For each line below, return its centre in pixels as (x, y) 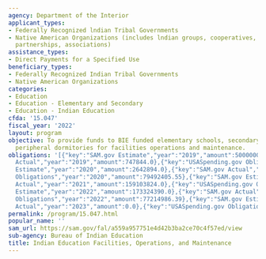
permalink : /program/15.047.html (63, 214)
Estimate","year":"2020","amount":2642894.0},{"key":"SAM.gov (120, 170)
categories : (28, 89)
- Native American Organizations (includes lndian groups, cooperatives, (133, 38)
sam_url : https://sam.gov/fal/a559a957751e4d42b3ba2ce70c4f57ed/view (125, 229)
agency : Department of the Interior (68, 15)
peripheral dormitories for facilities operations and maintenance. (131, 148)
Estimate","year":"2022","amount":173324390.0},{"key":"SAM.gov (123, 191)
